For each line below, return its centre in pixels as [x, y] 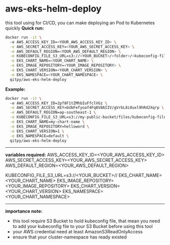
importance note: [24, 211]
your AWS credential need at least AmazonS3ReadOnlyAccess [78, 232]
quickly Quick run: [25, 28]
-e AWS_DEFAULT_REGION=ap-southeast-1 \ [53, 112]
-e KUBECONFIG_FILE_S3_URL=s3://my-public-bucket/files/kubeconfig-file [88, 117]
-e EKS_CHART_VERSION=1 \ [37, 131]
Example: [15, 89]
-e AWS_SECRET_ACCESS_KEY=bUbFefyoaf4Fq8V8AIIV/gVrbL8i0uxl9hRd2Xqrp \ [87, 108]
